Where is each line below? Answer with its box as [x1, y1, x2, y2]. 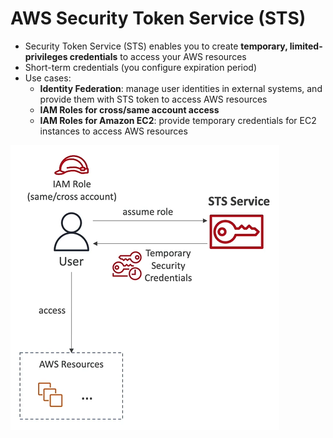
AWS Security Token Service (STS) [10, 7, 307, 30]
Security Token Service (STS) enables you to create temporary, [24, 40, 288, 52]
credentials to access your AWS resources [69, 50, 247, 62]
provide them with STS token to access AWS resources [39, 93, 268, 105]
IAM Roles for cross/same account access [39, 103, 220, 116]
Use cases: [24, 72, 72, 84]
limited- [289, 40, 323, 52]
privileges [24, 50, 68, 62]
